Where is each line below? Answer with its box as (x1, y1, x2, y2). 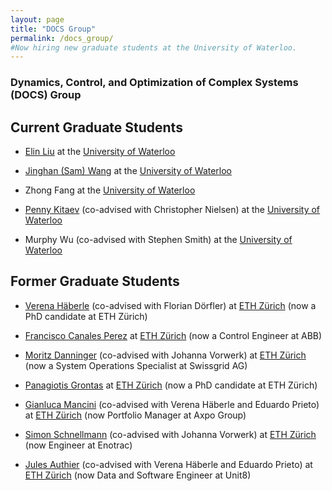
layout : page (10, 14, 65, 25)
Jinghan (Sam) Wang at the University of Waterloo (24, 164, 233, 176)
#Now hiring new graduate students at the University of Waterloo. (10, 42, 298, 53)
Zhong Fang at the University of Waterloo (24, 184, 196, 196)
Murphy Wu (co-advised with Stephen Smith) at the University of (24, 233, 293, 245)
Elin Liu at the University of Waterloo (24, 145, 176, 157)
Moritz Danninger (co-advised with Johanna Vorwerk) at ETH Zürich (24, 349, 307, 361)
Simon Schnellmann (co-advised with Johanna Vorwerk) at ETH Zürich (24, 428, 317, 440)
